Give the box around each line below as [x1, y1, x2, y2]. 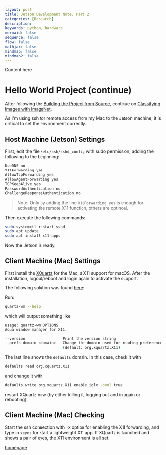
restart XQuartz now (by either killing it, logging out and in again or [5, 391, 141, 397]
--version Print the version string [5, 336, 116, 341]
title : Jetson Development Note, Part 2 [5, 12, 90, 17]
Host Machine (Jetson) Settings [5, 135, 105, 144]
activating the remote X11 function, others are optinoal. [17, 205, 128, 211]
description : [5, 21, 32, 26]
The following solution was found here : [5, 284, 84, 290]
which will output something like [5, 313, 71, 319]
